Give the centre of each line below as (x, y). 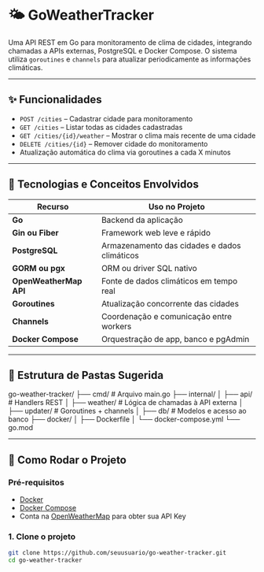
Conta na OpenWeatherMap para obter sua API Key (103, 516)
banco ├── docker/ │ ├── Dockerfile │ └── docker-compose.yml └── (124, 419)
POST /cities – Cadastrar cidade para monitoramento (106, 118)
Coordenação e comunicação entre (166, 316)
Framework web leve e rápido (156, 232)
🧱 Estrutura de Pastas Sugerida (86, 375)
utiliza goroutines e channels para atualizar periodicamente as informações (130, 59)
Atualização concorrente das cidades (170, 303)
